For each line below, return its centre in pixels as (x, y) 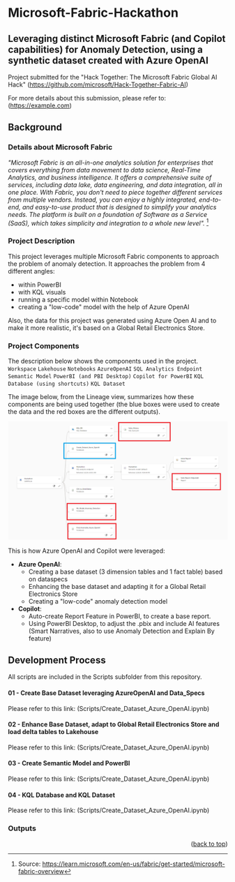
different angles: (31, 271)
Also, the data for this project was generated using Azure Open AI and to (112, 320)
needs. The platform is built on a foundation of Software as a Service (108, 214)
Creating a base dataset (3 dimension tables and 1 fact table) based (126, 571)
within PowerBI (39, 285)
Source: (29, 864)
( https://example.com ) (40, 105)
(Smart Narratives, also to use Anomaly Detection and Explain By (121, 631)
